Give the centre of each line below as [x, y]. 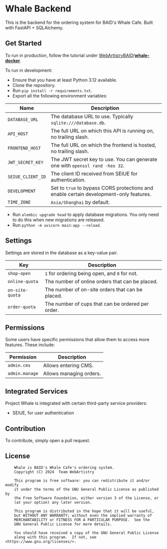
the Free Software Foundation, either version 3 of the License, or [86, 498]
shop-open [19, 273]
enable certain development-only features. [101, 194]
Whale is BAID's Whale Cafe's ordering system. [64, 467]
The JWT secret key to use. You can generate [104, 159]
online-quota [23, 281]
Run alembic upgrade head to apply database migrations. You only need [85, 214]
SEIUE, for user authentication [43, 413]
